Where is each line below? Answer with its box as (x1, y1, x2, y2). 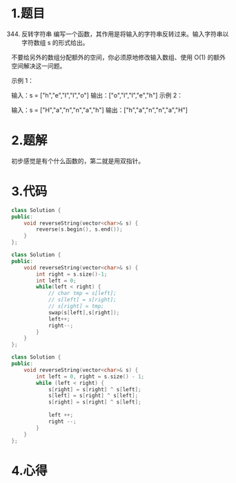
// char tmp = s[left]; (48, 290, 117, 297)
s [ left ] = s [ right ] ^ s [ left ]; (48, 392, 139, 399)
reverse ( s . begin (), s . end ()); (36, 226, 123, 233)
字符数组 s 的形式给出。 (21, 38, 89, 46)
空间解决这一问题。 (11, 61, 66, 70)
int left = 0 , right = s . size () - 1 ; (36, 373, 145, 380)
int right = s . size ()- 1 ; (36, 270, 108, 278)
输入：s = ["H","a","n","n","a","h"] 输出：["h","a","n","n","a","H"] (11, 106, 188, 114)
